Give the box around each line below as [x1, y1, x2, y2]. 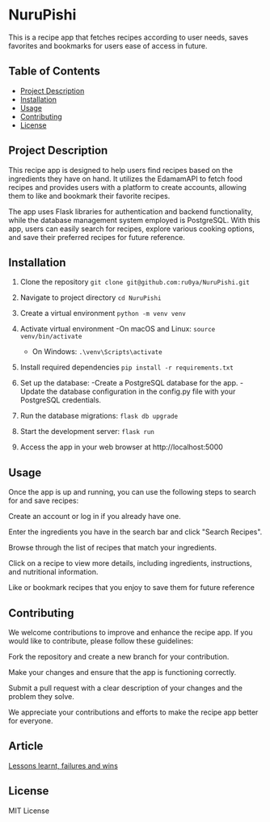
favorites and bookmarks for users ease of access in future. [8, 40, 208, 50]
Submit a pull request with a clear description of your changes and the [8, 683, 243, 693]
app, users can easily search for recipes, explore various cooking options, [8, 224, 255, 234]
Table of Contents [8, 65, 101, 78]
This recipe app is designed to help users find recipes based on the [8, 165, 233, 175]
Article [8, 740, 44, 753]
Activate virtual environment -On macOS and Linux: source [19, 324, 216, 334]
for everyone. [8, 716, 53, 725]
